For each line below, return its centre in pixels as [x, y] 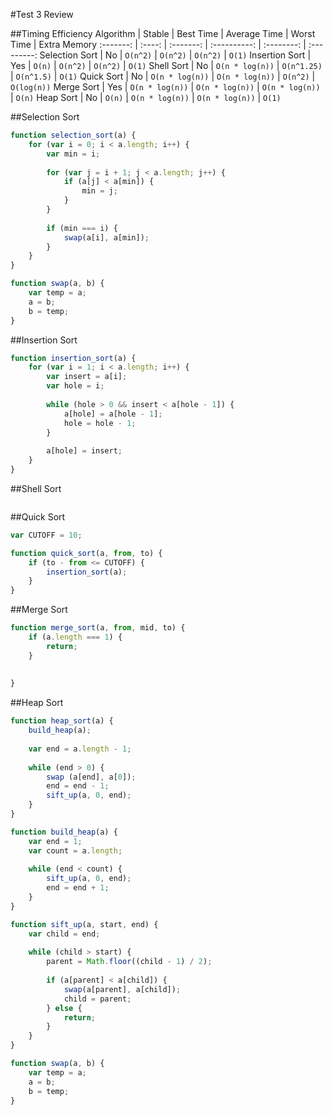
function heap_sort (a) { [62, 721]
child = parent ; [97, 999]
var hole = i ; [75, 386]
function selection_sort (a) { [73, 135]
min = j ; [99, 191]
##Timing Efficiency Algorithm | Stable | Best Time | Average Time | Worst [163, 33]
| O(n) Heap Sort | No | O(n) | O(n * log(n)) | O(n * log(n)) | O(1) [146, 97]
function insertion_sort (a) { [73, 358]
